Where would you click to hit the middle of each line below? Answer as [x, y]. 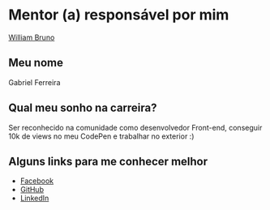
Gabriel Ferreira [34, 82]
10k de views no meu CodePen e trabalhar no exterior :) [101, 136]
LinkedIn [34, 198]
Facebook [37, 181]
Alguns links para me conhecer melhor [108, 161]
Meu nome [36, 63]
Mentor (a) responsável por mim [119, 15]
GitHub [32, 190]
